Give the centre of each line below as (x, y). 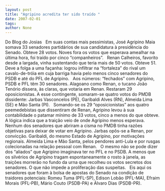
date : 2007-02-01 (23, 19)
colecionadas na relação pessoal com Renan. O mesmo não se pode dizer (82, 147)
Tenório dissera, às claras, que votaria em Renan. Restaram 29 (69, 89)
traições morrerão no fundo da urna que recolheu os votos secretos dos (78, 162)
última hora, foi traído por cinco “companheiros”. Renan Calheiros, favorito (82, 58)
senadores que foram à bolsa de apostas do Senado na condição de (74, 173)
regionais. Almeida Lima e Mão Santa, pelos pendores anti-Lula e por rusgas (82, 141)
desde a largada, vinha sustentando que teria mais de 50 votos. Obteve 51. (81, 63)
